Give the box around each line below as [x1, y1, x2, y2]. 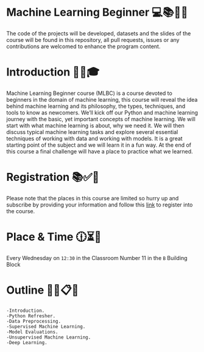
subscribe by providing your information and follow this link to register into [6, 201, 193, 208]
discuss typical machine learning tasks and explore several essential [6, 128, 178, 135]
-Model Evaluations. [6, 329, 59, 335]
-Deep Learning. [6, 339, 47, 345]
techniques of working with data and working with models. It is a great [6, 135, 183, 142]
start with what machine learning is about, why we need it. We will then [6, 122, 185, 129]
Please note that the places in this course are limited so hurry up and [6, 194, 179, 202]
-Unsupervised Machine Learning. [6, 334, 91, 340]
